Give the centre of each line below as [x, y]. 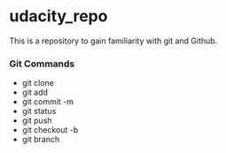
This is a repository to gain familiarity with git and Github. [113, 41]
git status [39, 111]
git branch [41, 140]
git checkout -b [50, 130]
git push [37, 120]
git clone [38, 83]
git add [35, 92]
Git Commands [42, 64]
